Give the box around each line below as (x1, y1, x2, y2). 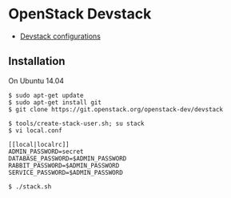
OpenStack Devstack (8, 5, 152, 23)
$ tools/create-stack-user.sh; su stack (8, 119, 145, 127)
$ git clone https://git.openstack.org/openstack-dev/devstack (8, 105, 224, 113)
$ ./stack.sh (8, 182, 52, 191)
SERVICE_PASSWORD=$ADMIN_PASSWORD (8, 168, 124, 176)
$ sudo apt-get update (8, 91, 84, 99)
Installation (8, 55, 66, 68)
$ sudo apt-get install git (8, 98, 102, 107)
